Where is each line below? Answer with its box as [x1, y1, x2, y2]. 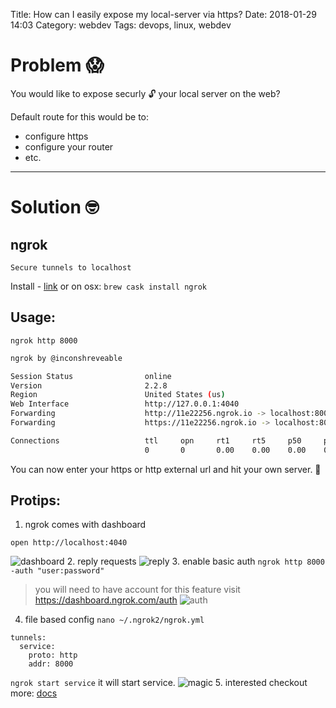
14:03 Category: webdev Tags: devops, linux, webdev [10, 19, 232, 31]
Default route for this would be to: [10, 110, 150, 123]
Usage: [10, 309, 57, 326]
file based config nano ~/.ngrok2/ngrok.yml [24, 614, 205, 626]
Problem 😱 [10, 54, 105, 77]
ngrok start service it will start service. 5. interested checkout [10, 677, 308, 689]
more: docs [10, 687, 58, 699]
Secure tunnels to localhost [10, 262, 132, 273]
